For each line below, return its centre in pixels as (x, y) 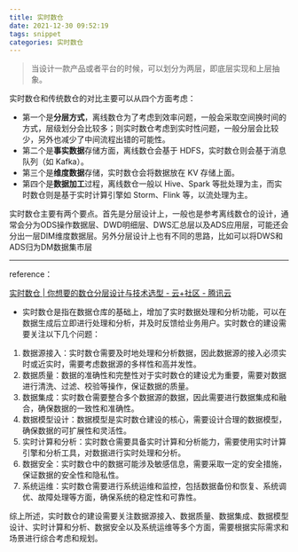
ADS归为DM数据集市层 (51, 247)
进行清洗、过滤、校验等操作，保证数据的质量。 (107, 386)
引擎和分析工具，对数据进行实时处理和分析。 (104, 453)
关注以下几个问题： (65, 335)
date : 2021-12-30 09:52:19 (59, 26)
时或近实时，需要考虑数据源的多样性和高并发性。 (111, 364)
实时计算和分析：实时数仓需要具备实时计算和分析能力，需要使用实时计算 (154, 442)
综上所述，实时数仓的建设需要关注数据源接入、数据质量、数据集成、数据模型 (149, 517)
